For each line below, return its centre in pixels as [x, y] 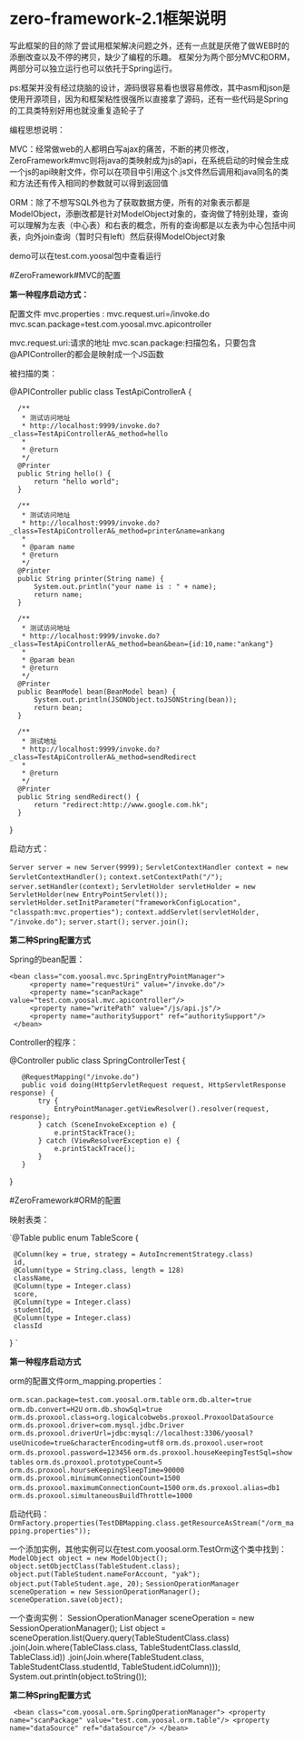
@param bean [52, 660]
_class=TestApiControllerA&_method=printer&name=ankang [117, 531]
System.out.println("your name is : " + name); [125, 586]
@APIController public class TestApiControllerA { [101, 391]
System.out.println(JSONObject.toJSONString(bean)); [135, 700]
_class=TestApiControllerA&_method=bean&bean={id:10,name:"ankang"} [142, 644]
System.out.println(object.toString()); [78, 1676]
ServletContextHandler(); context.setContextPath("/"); [117, 877]
